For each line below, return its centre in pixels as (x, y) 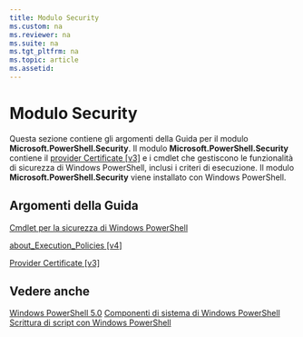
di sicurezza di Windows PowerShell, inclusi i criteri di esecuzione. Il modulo (152, 167)
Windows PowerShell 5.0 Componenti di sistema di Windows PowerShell (145, 313)
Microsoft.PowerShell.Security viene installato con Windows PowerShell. (148, 177)
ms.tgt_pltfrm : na (44, 52)
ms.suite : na (34, 43)
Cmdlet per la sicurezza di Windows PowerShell (99, 227)
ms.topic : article (44, 60)
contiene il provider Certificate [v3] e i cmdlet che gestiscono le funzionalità (151, 158)
